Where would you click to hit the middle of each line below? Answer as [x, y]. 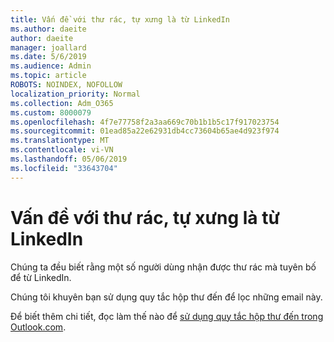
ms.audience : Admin [51, 66]
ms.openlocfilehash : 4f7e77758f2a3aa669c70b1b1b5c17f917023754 [145, 122]
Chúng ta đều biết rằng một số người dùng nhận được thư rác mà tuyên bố [163, 267]
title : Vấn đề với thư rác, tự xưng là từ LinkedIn [120, 19]
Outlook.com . [38, 327]
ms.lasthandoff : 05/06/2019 [69, 159]
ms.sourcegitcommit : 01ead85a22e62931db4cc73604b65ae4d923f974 [145, 131]
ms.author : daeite [48, 29]
